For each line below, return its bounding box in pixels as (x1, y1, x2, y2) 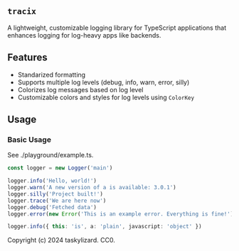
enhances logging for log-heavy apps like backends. (7, 30, 161, 39)
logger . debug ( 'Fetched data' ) (7, 203, 97, 211)
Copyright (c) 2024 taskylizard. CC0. (7, 236, 115, 245)
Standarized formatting (17, 70, 86, 79)
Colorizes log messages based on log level (17, 85, 144, 94)
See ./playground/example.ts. (7, 151, 94, 160)
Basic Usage (7, 135, 52, 145)
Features (7, 52, 48, 64)
